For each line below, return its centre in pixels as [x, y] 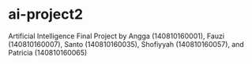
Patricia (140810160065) [48, 52]
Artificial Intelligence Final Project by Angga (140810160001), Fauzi [117, 36]
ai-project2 [46, 14]
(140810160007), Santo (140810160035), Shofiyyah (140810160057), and [126, 44]
